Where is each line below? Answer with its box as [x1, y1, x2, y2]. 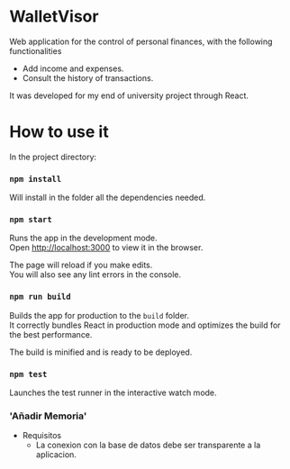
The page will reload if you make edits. [9, 259, 153, 271]
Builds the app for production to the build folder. [9, 310, 190, 320]
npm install [9, 174, 62, 184]
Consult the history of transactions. [22, 72, 154, 83]
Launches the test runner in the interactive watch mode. [9, 387, 218, 398]
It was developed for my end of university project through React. [9, 90, 249, 101]
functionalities [9, 45, 62, 56]
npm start [9, 214, 52, 225]
